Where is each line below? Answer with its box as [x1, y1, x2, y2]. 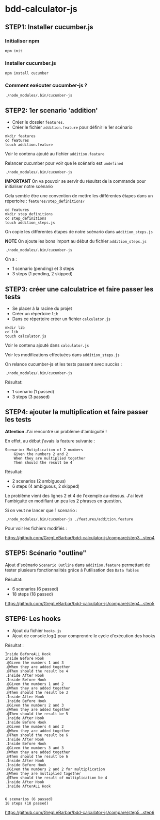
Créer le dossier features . [12, 119, 64, 125]
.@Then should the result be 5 [5, 711, 68, 716]
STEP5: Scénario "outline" [5, 549, 87, 557]
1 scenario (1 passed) [12, 389, 55, 395]
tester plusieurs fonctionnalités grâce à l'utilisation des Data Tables [5, 567, 139, 573]
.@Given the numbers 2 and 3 [5, 703, 64, 707]
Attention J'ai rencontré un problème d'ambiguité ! [5, 428, 107, 434]
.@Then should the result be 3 [5, 690, 68, 695]
